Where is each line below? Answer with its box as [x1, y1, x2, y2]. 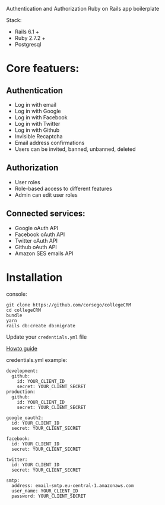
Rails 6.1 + [14, 28, 40, 35]
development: [6, 368, 39, 374]
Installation [6, 271, 63, 284]
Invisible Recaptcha [14, 133, 63, 140]
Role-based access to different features [14, 185, 113, 192]
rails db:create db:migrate [6, 323, 76, 329]
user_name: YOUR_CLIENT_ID [11, 488, 78, 494]
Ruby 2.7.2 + [14, 35, 46, 41]
